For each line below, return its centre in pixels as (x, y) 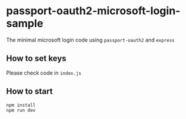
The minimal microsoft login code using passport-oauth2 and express (91, 40)
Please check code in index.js (44, 73)
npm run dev (21, 111)
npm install (21, 105)
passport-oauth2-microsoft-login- (93, 11)
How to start (29, 91)
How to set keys (36, 58)
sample (25, 23)
